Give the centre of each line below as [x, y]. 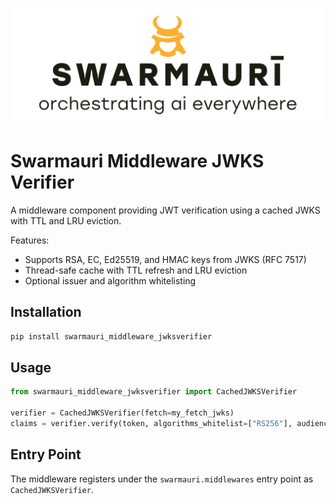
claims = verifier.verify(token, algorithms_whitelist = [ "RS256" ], [151, 424]
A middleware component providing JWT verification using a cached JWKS [165, 210]
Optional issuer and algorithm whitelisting [110, 280]
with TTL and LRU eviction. [66, 220]
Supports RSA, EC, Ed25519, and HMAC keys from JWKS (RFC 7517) [165, 259]
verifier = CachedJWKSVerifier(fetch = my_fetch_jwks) [122, 413]
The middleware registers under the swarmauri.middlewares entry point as [162, 479]
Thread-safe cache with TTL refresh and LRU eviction [136, 270]
